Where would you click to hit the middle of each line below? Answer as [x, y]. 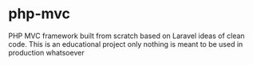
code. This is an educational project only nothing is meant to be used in [126, 44]
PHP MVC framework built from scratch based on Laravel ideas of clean [126, 36]
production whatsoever [47, 52]
